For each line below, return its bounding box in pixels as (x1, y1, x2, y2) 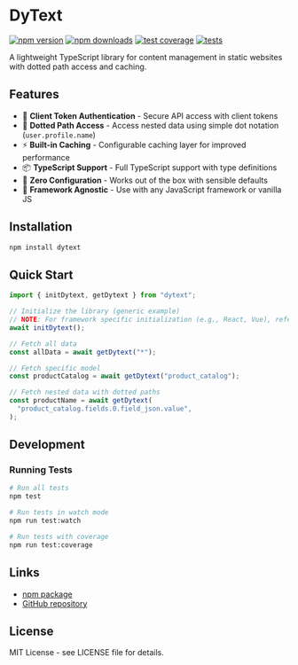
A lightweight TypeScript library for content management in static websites (9, 51, 283, 62)
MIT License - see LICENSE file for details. (9, 647, 164, 658)
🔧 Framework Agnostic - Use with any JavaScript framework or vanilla (21, 184, 282, 195)
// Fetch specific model (9, 364, 101, 372)
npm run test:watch (9, 516, 82, 526)
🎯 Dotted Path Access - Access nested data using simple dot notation (21, 120, 279, 130)
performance (21, 152, 71, 162)
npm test (9, 492, 42, 501)
